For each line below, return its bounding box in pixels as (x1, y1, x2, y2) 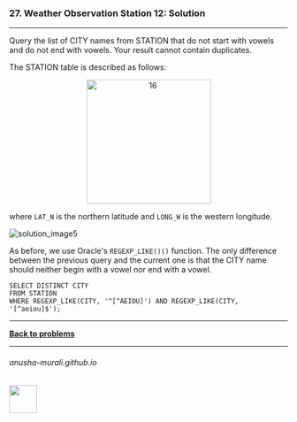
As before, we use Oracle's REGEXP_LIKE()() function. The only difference (9, 246, 278, 257)
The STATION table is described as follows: (9, 62, 167, 73)
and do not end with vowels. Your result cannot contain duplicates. (9, 45, 252, 56)
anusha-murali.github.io (9, 357, 97, 367)
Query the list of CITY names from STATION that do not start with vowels (9, 35, 275, 46)
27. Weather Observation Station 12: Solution (9, 7, 206, 19)
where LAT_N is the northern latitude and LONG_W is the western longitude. (9, 211, 273, 222)
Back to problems (9, 328, 75, 339)
